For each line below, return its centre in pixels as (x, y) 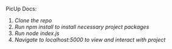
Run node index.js (37, 33)
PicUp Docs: (21, 9)
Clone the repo (33, 20)
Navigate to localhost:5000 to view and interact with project (90, 40)
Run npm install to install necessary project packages (82, 27)
